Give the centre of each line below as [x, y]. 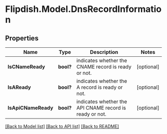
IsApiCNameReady [31, 108]
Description [104, 52]
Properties [22, 38]
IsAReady [19, 87]
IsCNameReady [27, 67]
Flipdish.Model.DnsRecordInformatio [83, 9]
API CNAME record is [101, 108]
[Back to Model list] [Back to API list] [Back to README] [62, 126]
